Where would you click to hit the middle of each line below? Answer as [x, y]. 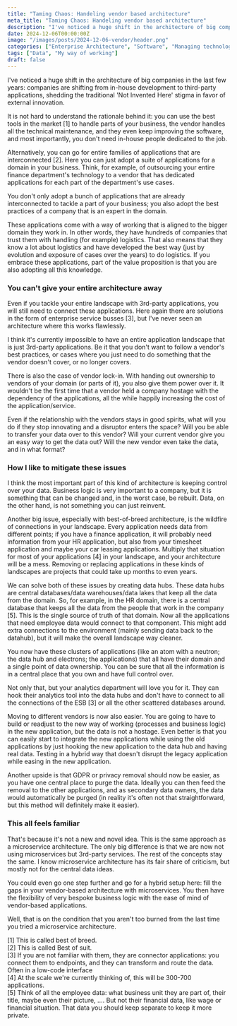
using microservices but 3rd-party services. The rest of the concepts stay [115, 854]
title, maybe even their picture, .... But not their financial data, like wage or [115, 1000]
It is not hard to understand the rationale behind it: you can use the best [111, 116]
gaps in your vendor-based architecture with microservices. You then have [116, 890]
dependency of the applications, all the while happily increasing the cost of [116, 398]
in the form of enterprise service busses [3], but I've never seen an [105, 318]
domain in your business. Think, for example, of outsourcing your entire [111, 167]
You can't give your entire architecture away [85, 288]
